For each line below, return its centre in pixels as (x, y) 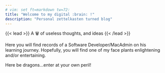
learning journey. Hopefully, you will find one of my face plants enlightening (83, 50)
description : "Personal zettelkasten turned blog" (59, 19)
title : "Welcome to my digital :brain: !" (50, 14)
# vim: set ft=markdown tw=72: (38, 10)
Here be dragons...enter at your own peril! (48, 65)
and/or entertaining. (26, 56)
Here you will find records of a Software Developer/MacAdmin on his (76, 45)
